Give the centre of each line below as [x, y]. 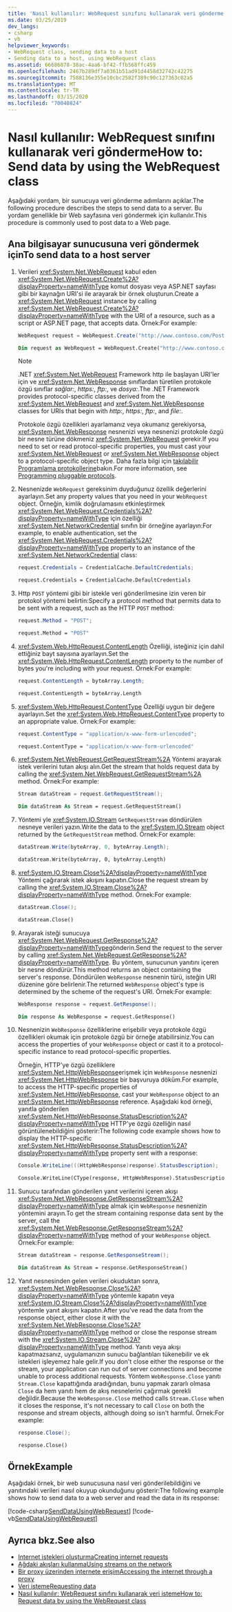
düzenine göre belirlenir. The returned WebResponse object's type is [111, 984]
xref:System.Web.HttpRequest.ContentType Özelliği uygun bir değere [116, 706]
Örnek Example [40, 1467]
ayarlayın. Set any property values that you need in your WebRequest [113, 497]
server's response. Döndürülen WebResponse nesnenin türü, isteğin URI [117, 977]
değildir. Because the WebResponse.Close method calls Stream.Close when [121, 1398]
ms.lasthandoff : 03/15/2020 [48, 97]
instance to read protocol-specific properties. [106, 1052]
